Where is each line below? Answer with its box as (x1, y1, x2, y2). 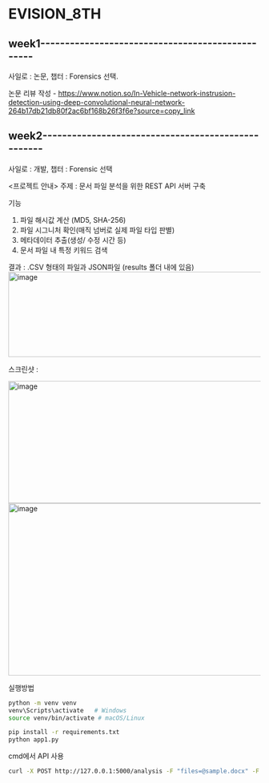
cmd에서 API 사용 (8, 751, 64, 761)
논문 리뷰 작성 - (8, 89, 57, 98)
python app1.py (8, 736, 59, 744)
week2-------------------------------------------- (8, 129, 259, 143)
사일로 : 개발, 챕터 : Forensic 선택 (8, 163, 113, 173)
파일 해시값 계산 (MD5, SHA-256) (19, 215, 126, 224)
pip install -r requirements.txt (8, 729, 120, 737)
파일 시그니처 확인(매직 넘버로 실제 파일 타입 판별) (19, 225, 175, 235)
